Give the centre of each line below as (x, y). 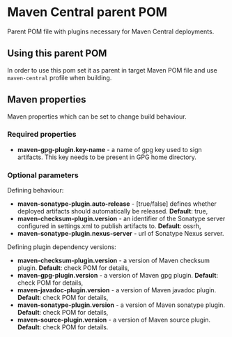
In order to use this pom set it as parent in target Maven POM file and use (112, 70)
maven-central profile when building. (60, 77)
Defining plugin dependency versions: (62, 247)
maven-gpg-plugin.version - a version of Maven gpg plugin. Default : (117, 276)
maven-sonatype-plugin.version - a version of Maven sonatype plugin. (121, 305)
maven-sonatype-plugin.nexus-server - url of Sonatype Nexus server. (121, 234)
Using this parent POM (57, 53)
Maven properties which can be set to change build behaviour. (97, 117)
